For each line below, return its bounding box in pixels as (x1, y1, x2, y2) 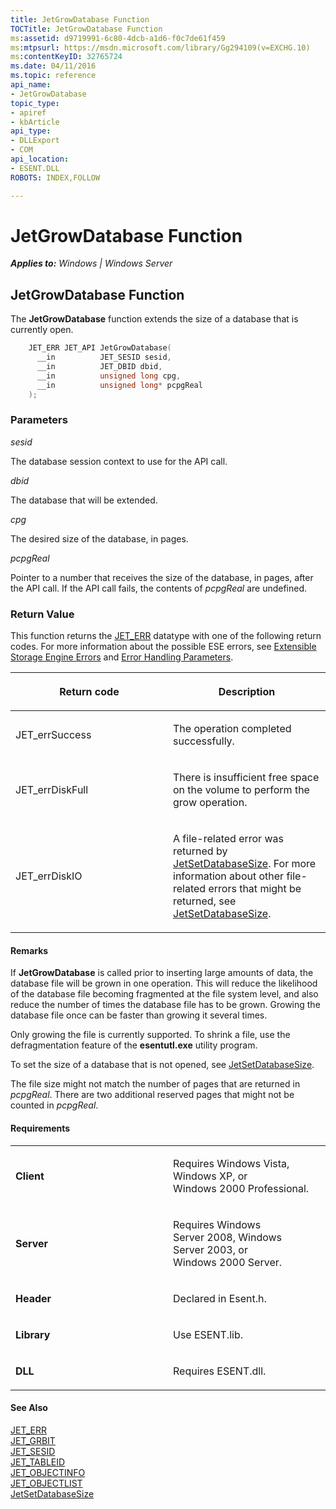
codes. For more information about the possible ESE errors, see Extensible (10, 641, 317, 653)
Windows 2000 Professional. (173, 1181, 310, 1195)
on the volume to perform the (173, 783, 310, 797)
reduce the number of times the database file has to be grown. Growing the (10, 999, 321, 1011)
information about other (173, 869, 285, 883)
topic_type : (10, 98, 60, 108)
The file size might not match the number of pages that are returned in (10, 1078, 301, 1090)
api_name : (10, 80, 52, 90)
